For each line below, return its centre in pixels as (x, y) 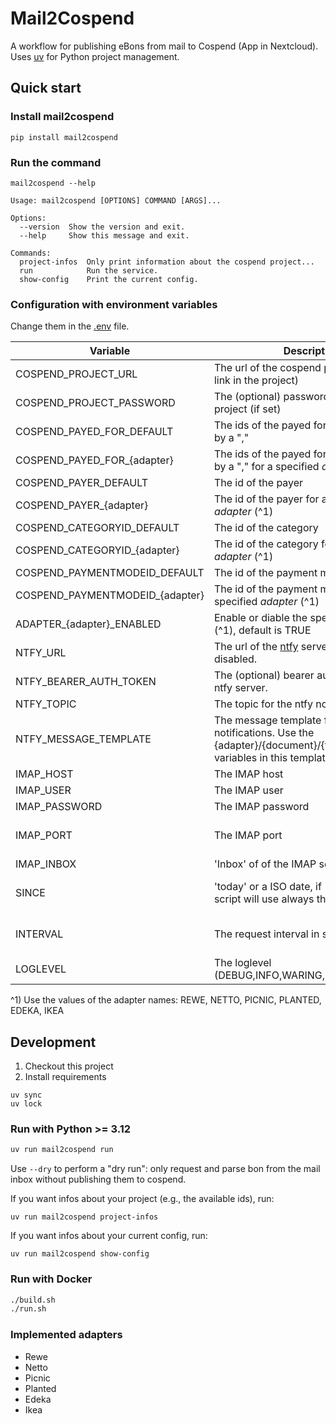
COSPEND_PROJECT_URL (76, 374)
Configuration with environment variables (114, 304)
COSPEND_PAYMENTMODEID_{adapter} (110, 595)
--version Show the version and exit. (102, 227)
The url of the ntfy (256, 647)
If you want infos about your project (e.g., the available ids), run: (142, 1199)
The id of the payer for (266, 499)
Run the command (56, 162)
